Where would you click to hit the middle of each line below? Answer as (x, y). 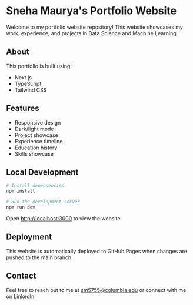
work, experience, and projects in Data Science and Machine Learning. (92, 33)
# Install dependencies (35, 186)
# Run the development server (43, 202)
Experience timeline (39, 141)
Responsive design (38, 122)
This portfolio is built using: (39, 66)
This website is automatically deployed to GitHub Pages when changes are (96, 251)
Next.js (23, 77)
